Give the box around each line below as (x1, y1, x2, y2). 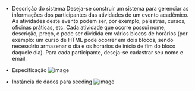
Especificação (11, 67, 47, 73)
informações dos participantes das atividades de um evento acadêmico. (11, 11, 189, 18)
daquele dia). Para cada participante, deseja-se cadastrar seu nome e (11, 49, 183, 56)
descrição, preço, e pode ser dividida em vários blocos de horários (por (11, 30, 188, 37)
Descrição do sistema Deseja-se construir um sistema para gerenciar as (11, 5, 189, 12)
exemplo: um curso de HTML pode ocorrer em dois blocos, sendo (11, 37, 174, 43)
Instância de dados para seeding (11, 78, 92, 85)
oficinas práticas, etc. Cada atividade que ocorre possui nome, (11, 24, 166, 31)
